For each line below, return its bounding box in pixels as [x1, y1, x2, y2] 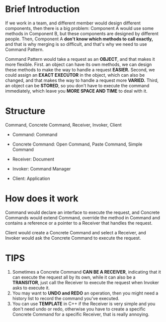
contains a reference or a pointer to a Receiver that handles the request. [5, 220, 153, 226]
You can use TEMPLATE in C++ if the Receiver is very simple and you [12, 301, 156, 307]
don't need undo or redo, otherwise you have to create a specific [12, 306, 146, 312]
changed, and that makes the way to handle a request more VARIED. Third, [5, 77, 159, 83]
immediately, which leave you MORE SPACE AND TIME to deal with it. [5, 88, 148, 94]
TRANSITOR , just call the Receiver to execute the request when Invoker [12, 279, 159, 285]
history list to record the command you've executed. [12, 295, 120, 301]
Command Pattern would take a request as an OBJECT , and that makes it [5, 56, 155, 62]
